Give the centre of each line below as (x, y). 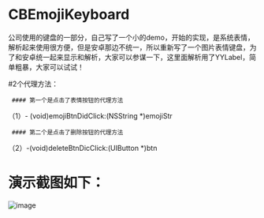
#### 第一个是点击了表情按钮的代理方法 (67, 100)
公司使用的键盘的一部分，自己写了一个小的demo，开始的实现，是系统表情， (131, 37)
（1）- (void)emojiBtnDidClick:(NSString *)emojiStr (90, 115)
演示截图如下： (57, 183)
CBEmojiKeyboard (69, 15)
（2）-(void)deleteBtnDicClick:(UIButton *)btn (83, 148)
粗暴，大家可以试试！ (49, 67)
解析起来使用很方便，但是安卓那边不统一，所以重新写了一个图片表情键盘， (129, 47)
